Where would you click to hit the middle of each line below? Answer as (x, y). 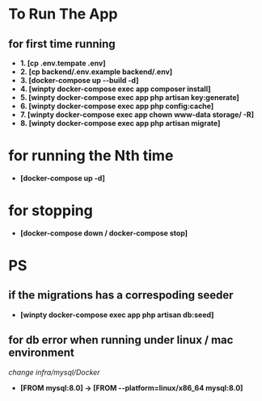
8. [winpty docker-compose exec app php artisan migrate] (120, 123)
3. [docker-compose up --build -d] (79, 80)
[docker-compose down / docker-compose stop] (104, 233)
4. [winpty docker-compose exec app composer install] (115, 89)
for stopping (51, 211)
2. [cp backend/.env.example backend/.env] (96, 72)
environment (41, 353)
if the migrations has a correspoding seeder (121, 295)
